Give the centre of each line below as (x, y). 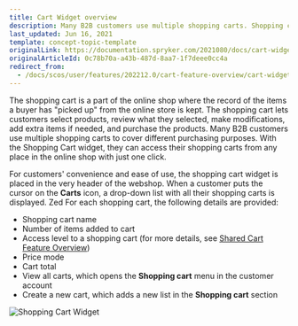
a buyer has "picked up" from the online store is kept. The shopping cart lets (149, 109)
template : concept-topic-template (73, 42)
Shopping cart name (59, 219)
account (37, 285)
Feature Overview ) (56, 247)
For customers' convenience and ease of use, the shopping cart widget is (144, 174)
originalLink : (35, 50)
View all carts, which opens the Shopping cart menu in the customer (148, 276)
